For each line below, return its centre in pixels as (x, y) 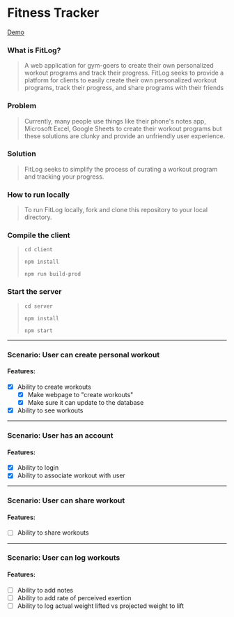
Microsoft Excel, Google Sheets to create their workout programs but (123, 128)
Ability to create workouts (54, 387)
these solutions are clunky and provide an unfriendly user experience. (125, 136)
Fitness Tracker (53, 13)
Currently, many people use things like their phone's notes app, (115, 121)
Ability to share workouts (53, 533)
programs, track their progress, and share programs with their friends (124, 88)
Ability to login (38, 468)
